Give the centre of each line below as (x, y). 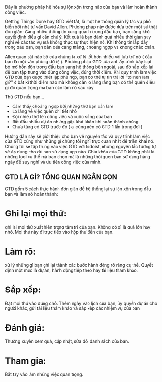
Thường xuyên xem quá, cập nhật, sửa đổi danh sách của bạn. (67, 341)
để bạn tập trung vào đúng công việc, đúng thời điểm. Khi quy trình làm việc (81, 72)
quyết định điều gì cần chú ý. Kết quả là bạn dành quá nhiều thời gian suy (78, 37)
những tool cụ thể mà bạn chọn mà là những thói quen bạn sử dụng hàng (78, 157)
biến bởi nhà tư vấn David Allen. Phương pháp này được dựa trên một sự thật (81, 27)
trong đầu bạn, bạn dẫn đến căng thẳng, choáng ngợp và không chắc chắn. (80, 47)
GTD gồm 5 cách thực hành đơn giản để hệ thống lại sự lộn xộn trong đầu (78, 189)
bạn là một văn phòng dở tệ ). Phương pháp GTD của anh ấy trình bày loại (78, 62)
